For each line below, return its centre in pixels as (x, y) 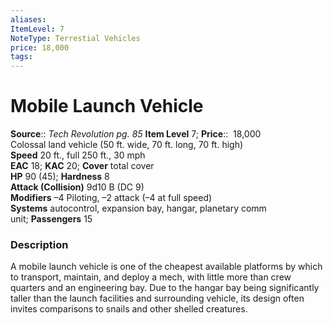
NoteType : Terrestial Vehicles (75, 38)
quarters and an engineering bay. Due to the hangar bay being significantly (165, 288)
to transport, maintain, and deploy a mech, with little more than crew (151, 277)
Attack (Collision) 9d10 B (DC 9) (77, 187)
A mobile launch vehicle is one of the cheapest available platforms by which (166, 267)
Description (39, 244)
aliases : (28, 19)
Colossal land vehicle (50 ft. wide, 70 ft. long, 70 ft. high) (127, 145)
